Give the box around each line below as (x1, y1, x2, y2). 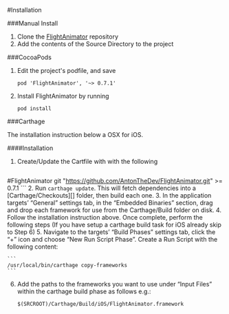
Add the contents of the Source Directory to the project (17, 40, 174, 48)
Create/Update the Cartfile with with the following (17, 158, 158, 165)
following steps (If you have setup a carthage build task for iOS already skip (7, 220, 222, 229)
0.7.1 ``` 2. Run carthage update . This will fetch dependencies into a (7, 184, 196, 192)
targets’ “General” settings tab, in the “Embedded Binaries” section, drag (7, 199, 213, 207)
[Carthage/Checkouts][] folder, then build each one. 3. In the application (7, 191, 212, 199)
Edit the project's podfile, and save (17, 67, 116, 74)
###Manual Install (7, 19, 58, 27)
